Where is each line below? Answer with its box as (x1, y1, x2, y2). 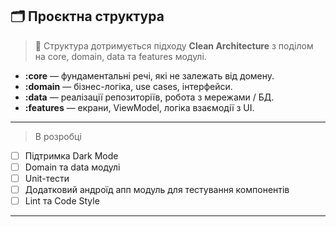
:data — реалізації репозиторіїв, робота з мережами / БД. (24, 91, 275, 103)
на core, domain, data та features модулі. (34, 50, 207, 62)
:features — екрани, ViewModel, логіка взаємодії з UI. (24, 101, 255, 113)
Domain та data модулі (24, 161, 121, 173)
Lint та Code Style (24, 195, 100, 207)
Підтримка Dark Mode (24, 149, 119, 162)
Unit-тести (24, 172, 70, 184)
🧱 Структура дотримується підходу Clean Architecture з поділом (34, 39, 314, 52)
